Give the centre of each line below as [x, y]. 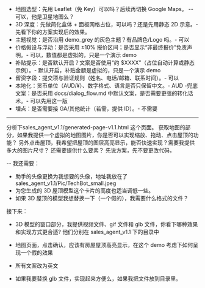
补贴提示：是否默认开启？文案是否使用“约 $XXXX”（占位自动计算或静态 [105, 63]
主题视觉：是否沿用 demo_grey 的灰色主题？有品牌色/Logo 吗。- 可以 [102, 40]
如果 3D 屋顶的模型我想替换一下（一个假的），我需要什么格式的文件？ [102, 198]
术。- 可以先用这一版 [41, 101]
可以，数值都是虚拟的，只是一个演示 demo [84, 55]
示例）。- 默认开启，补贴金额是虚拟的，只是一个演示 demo [88, 70]
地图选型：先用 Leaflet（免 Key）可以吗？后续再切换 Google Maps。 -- [104, 9]
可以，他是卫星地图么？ [45, 17]
